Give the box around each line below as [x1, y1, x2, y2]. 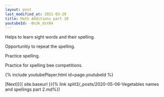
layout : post [5, 7, 32, 12]
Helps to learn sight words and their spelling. [5, 34, 95, 40]
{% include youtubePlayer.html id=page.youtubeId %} [5, 72, 114, 78]
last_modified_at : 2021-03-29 [5, 12, 67, 17]
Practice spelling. [5, 53, 40, 59]
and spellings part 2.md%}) [5, 86, 60, 93]
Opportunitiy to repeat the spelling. [5, 43, 76, 49]
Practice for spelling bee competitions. [5, 62, 83, 68]
